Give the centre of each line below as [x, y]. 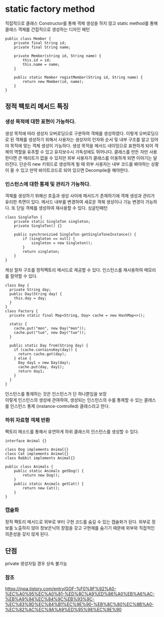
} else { [23, 358]
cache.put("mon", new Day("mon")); [50, 328]
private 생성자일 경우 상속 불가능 [36, 563]
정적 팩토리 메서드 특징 [37, 107]
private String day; [30, 290]
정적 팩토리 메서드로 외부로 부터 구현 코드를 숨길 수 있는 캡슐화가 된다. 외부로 [78, 522]
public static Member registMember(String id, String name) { [78, 77]
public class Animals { [29, 467]
